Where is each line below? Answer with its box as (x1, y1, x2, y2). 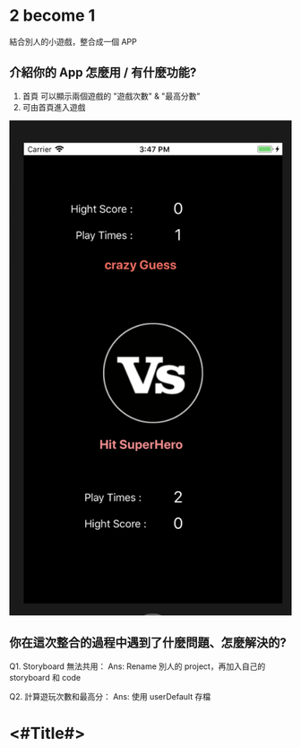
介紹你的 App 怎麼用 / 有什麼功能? (9, 65, 197, 81)
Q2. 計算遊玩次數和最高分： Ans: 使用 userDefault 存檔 (9, 691, 211, 701)
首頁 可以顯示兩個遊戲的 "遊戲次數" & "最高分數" (21, 91, 201, 101)
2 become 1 (9, 5, 96, 26)
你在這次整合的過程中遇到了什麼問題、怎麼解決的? (9, 635, 287, 651)
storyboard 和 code (9, 672, 82, 682)
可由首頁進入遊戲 (21, 101, 86, 112)
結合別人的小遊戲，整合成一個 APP (9, 36, 137, 47)
